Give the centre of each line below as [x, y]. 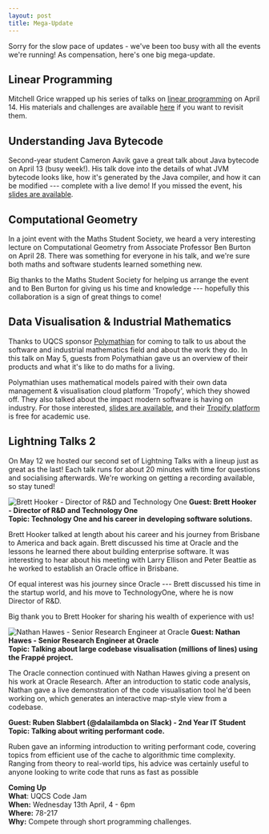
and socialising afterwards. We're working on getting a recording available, [132, 478]
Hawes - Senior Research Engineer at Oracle [84, 640]
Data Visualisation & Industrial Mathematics [120, 322]
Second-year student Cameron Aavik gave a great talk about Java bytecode [134, 160]
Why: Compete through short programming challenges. [100, 821]
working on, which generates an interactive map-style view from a [118, 698]
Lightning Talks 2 [52, 441]
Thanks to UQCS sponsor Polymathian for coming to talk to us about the [127, 341]
